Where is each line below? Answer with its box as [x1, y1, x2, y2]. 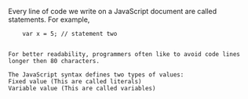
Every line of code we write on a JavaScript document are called [8, 7, 217, 16]
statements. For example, [8, 15, 90, 24]
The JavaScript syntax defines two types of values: [8, 71, 184, 79]
